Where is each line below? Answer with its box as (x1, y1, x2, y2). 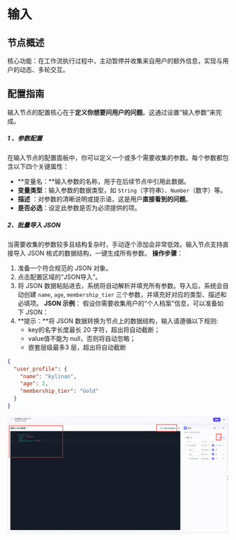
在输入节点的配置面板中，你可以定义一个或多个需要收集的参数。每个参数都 (7, 153, 223, 162)
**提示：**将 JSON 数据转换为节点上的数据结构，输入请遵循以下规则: (17, 316, 218, 325)
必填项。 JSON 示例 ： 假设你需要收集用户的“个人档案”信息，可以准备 (17, 299, 218, 307)
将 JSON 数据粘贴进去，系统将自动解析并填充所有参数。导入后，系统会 (17, 281, 223, 289)
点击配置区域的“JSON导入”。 (17, 272, 102, 281)
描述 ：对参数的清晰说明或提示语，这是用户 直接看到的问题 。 (17, 194, 192, 203)
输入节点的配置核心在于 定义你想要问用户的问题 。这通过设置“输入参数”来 (7, 108, 216, 116)
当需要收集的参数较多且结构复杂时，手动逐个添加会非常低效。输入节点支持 (7, 240, 223, 249)
